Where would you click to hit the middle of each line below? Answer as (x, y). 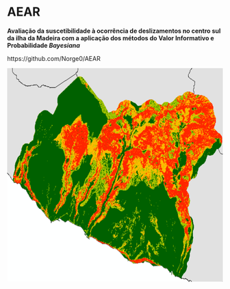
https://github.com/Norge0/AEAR (54, 58)
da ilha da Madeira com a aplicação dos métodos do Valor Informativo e (111, 38)
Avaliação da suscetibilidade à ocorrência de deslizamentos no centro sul (114, 31)
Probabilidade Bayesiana (44, 45)
